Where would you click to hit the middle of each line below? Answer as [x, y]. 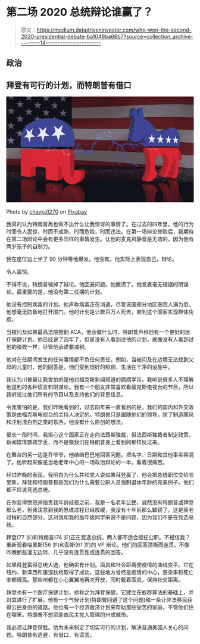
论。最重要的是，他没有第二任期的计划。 [56, 292]
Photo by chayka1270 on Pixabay [47, 211]
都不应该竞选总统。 [30, 489]
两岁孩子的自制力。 [30, 246]
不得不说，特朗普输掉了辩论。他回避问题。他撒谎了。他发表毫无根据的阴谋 [97, 284]
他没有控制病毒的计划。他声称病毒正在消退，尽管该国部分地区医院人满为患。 [100, 304]
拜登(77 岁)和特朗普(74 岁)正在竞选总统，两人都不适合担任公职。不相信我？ [98, 537]
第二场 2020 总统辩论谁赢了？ [80, 12]
